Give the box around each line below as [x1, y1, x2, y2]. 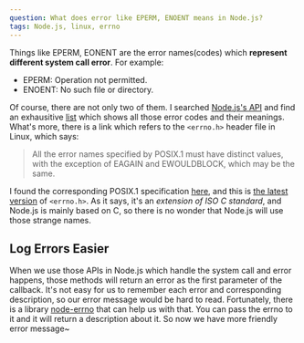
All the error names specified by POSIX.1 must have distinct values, [31, 148, 284, 160]
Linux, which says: [9, 130, 79, 141]
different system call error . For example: [9, 57, 164, 68]
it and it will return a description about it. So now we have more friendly [9, 314, 278, 325]
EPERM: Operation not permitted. [22, 74, 148, 85]
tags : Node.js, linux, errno [9, 22, 121, 31]
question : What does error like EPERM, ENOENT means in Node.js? [9, 13, 263, 23]
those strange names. [9, 214, 91, 225]
